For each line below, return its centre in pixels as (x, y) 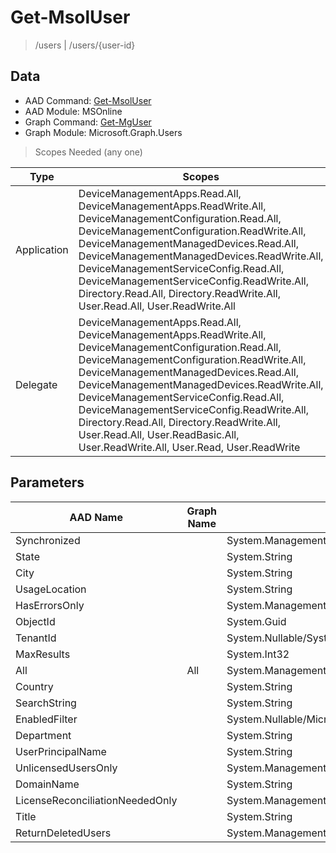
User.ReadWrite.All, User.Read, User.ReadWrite (189, 447)
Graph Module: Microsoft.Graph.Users (103, 132)
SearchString (46, 703)
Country (34, 686)
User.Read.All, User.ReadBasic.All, (159, 434)
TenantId (36, 638)
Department (43, 735)
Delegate (36, 384)
